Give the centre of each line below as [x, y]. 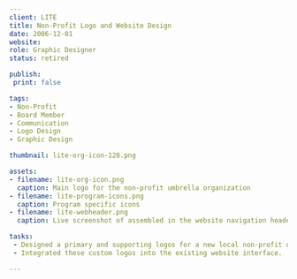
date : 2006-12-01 [41, 34]
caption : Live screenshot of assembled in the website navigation [142, 221]
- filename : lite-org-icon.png [67, 179]
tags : [19, 98]
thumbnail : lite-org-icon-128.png [73, 155]
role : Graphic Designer [53, 50]
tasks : [21, 237]
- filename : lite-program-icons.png [76, 196]
